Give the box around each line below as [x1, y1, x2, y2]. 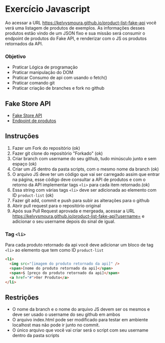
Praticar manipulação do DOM [12, 69, 74, 75]
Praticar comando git [12, 80, 55, 86]
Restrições [5, 293, 39, 302]
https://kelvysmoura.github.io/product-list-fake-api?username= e [12, 213, 145, 219]
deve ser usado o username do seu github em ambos [12, 311, 120, 317]
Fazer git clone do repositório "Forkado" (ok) [12, 150, 103, 156]
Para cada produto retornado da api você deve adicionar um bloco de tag [5, 242, 154, 248]
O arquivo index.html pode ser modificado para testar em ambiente [12, 317, 148, 323]
